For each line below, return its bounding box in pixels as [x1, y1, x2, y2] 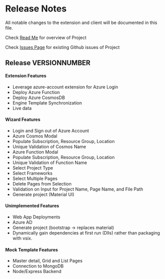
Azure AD [12, 219, 33, 225]
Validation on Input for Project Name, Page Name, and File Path [12, 186, 143, 192]
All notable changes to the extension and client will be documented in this [5, 19, 157, 25]
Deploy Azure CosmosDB [12, 94, 65, 100]
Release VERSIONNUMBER [5, 58, 91, 67]
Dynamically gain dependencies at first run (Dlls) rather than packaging [12, 229, 160, 235]
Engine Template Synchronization [12, 99, 82, 105]
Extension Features [5, 72, 47, 78]
